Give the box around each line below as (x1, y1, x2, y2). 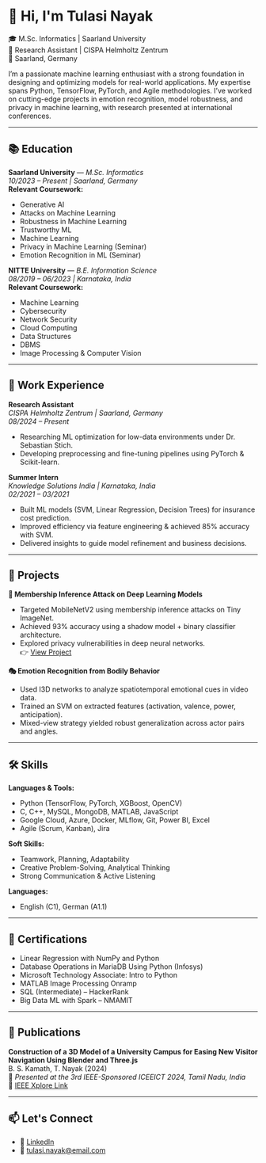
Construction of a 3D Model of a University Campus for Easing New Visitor (8, 1047, 258, 1056)
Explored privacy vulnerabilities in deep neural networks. (19, 639, 206, 648)
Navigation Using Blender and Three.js (8, 1055, 139, 1065)
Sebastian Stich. (19, 440, 74, 450)
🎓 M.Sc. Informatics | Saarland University (8, 33, 146, 43)
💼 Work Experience (8, 379, 104, 392)
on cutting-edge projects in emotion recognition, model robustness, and (8, 94, 243, 104)
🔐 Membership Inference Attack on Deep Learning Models (8, 589, 203, 599)
